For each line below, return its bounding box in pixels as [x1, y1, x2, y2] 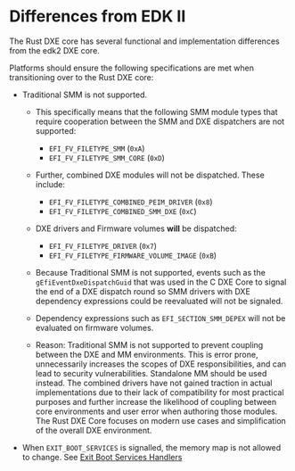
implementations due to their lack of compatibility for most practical [35, 386, 284, 398]
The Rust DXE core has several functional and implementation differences [9, 36, 280, 46]
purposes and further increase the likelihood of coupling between [35, 396, 277, 407]
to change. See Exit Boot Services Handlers [21, 451, 183, 462]
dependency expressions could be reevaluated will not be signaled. [35, 295, 283, 306]
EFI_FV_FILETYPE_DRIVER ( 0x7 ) [48, 240, 158, 251]
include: [35, 178, 65, 189]
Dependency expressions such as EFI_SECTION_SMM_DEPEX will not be [35, 312, 286, 323]
